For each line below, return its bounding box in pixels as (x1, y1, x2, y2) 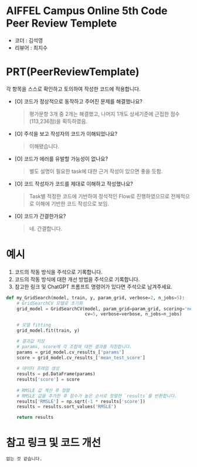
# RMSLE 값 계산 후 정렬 (16, 387, 70, 393)
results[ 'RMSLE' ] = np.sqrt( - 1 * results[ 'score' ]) (16, 398, 145, 404)
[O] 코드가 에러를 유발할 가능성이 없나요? (14, 155, 108, 162)
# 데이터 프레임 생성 (16, 366, 60, 372)
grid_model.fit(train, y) (16, 328, 80, 333)
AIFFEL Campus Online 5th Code (6, 4, 168, 18)
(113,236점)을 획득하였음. (29, 118, 88, 125)
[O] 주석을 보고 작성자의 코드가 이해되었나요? (14, 130, 118, 137)
